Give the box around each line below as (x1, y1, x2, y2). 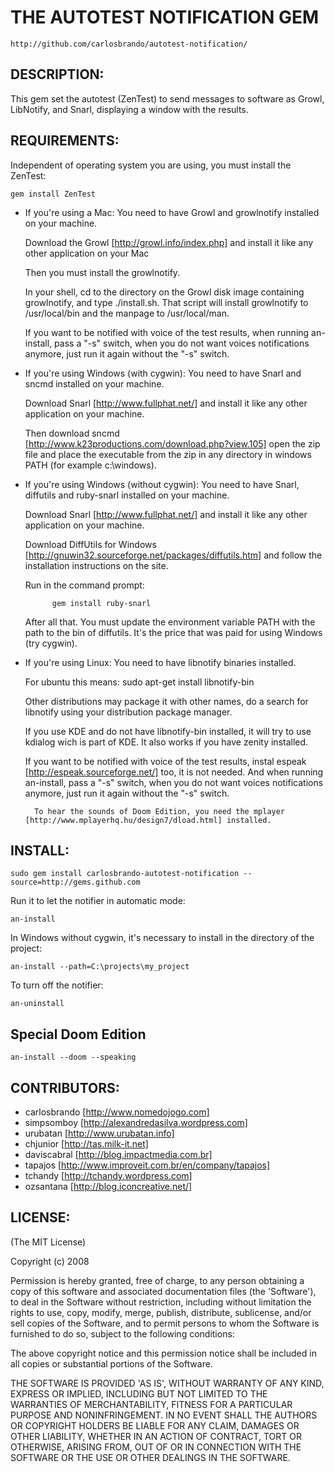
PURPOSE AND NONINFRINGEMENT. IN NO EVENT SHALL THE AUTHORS (10, 1409, 318, 1421)
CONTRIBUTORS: (10, 1079, 120, 1096)
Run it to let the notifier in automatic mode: (10, 895, 186, 907)
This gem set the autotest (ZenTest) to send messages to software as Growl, (10, 92, 325, 105)
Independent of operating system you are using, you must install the (10, 159, 292, 171)
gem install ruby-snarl (51, 598, 152, 608)
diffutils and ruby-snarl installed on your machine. (24, 489, 230, 501)
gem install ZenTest (10, 189, 97, 199)
